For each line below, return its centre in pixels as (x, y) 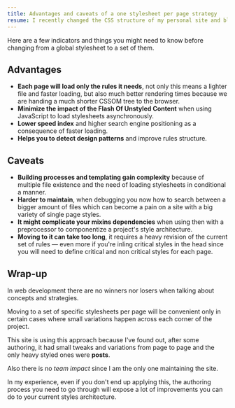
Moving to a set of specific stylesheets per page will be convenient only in (114, 311)
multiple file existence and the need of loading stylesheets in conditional (121, 185)
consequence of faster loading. (63, 131)
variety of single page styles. (59, 215)
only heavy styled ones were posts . (59, 355)
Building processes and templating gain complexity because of (111, 177)
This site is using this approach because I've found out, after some (103, 339)
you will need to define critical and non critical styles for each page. (115, 252)
